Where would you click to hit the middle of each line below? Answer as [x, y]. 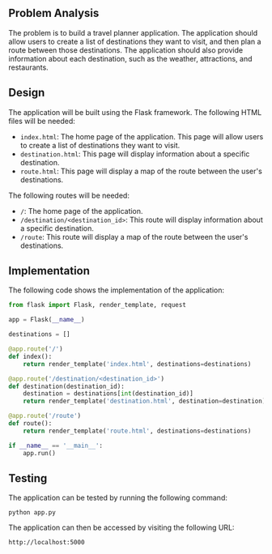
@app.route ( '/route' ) [45, 416]
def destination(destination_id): [67, 386]
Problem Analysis [54, 13]
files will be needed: [42, 121]
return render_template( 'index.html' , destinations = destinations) [137, 364]
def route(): [30, 424]
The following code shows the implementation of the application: [117, 290]
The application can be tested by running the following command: [118, 498]
